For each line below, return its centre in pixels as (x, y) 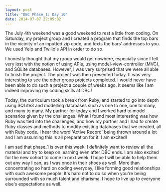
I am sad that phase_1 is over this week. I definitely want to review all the (79, 147)
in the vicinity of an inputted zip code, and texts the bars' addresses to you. (83, 44)
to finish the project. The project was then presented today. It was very (78, 75)
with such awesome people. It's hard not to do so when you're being (76, 174)
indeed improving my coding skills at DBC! (49, 91)
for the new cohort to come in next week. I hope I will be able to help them (82, 158)
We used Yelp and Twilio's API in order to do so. (54, 49)
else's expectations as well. (33, 184)
